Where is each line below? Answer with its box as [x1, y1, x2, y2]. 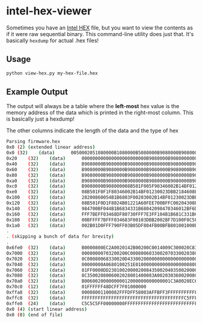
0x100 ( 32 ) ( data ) [6, 195, 66, 201]
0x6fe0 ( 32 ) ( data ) [6, 245, 66, 251]
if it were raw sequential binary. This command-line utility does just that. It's [6, 30, 194, 37]
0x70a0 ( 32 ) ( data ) [6, 278, 66, 285]
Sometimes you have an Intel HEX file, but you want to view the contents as [6, 24, 194, 31]
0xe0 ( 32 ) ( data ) [6, 189, 66, 195]
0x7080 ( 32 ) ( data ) [6, 273, 66, 279]
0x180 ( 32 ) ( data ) [6, 217, 66, 223]
